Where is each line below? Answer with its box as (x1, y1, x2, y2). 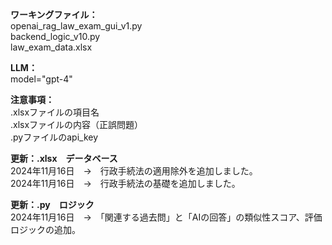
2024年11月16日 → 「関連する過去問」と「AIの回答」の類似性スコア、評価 (10, 211, 323, 223)
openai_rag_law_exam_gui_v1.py (10, 20, 143, 32)
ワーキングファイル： (10, 9, 98, 20)
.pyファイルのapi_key (10, 131, 99, 143)
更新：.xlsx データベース (10, 153, 118, 164)
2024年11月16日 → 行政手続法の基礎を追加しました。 (10, 178, 241, 189)
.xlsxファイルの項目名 (10, 106, 100, 118)
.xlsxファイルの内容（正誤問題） (10, 119, 144, 130)
